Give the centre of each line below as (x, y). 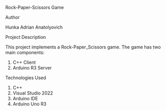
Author (13, 17)
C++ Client (24, 62)
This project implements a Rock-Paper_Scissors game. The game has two (83, 47)
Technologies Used (26, 78)
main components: (25, 52)
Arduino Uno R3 (30, 104)
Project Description (26, 37)
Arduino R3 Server (32, 68)
